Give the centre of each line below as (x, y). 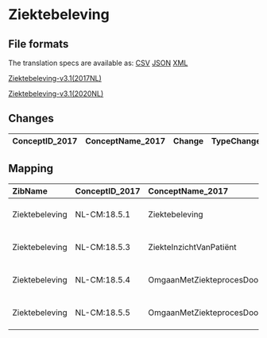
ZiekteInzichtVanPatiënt (192, 247)
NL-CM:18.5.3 (103, 247)
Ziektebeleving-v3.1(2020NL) (56, 94)
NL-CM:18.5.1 (103, 214)
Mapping (31, 169)
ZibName (30, 190)
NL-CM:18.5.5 (103, 313)
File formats (39, 44)
